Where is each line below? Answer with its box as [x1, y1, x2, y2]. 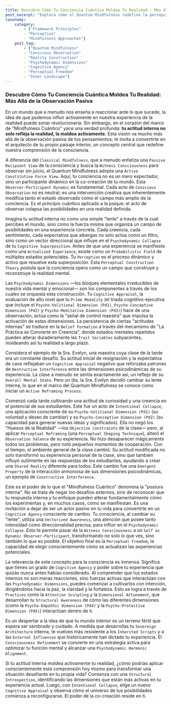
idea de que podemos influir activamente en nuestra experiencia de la [5, 115, 153, 121]
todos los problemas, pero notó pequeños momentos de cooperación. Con [5, 441, 163, 448]
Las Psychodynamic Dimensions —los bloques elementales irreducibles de [5, 280, 159, 287]
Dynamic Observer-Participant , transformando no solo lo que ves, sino [5, 533, 155, 539]
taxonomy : [5, 17, 27, 22]
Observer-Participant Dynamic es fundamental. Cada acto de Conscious [5, 184, 156, 190]
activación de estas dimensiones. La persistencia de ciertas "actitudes [5, 318, 155, 324]
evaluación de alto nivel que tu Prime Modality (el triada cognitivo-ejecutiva [5, 296, 165, 302]
